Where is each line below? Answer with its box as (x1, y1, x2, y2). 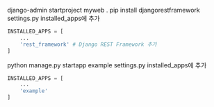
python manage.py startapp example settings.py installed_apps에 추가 (7, 60, 207, 69)
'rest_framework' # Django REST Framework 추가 (19, 41, 158, 48)
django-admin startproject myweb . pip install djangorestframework (7, 6, 200, 14)
